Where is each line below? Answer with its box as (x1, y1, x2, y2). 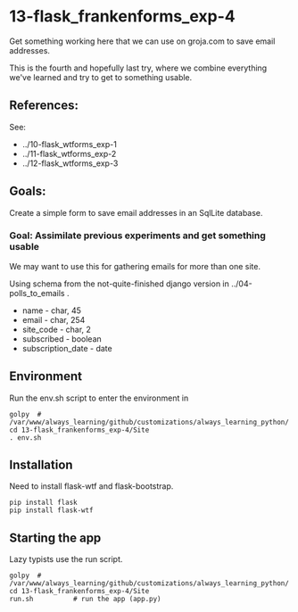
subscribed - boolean (21, 333, 103, 344)
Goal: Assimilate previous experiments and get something (9, 229, 266, 242)
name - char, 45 (21, 305, 82, 316)
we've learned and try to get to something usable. (9, 71, 193, 82)
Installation (9, 458, 73, 473)
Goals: (9, 184, 46, 199)
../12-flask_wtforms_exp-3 (21, 158, 119, 169)
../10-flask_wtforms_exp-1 (21, 138, 118, 149)
